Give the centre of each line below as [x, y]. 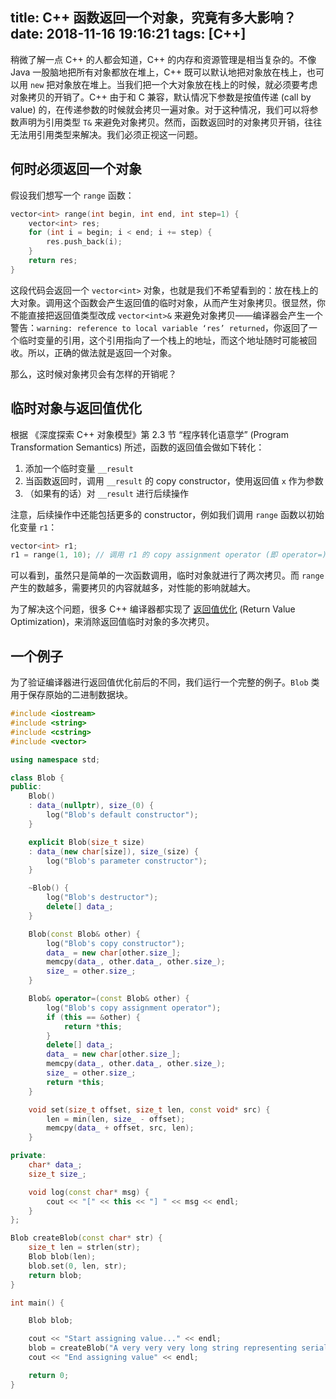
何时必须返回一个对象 [76, 169]
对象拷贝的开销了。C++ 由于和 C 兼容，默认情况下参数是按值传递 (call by [161, 97]
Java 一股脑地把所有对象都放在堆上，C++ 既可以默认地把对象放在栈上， [158, 72]
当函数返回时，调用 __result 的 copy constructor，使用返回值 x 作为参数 [174, 480]
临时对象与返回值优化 [76, 408]
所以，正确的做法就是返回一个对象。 [102, 352]
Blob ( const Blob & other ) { [84, 934]
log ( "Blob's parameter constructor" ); [127, 861]
